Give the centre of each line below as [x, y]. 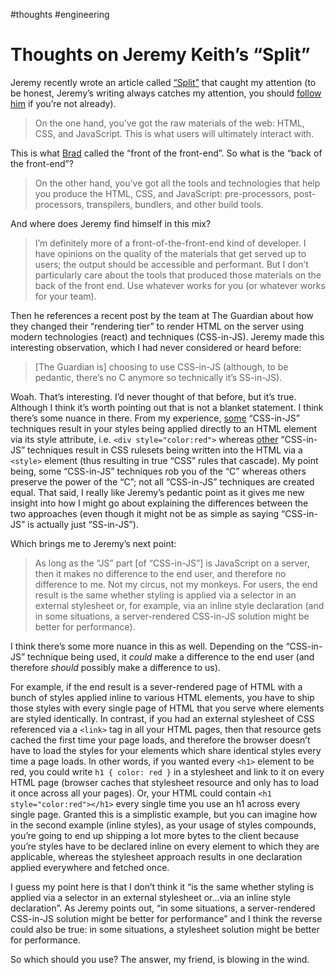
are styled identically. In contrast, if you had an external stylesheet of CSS [162, 718]
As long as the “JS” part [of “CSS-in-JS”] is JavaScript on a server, [172, 563]
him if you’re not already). [63, 103]
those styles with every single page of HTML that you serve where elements [167, 708]
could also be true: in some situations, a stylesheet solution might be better [165, 929]
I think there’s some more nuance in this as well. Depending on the [147, 646]
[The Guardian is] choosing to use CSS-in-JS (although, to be [161, 366]
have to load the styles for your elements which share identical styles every [166, 750]
